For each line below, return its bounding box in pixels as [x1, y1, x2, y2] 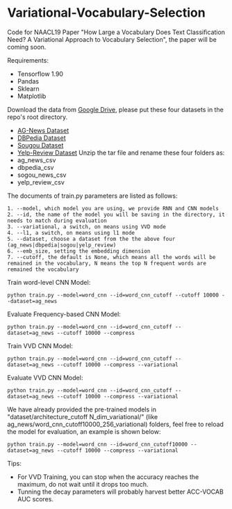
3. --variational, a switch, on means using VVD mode [7, 223, 167, 230]
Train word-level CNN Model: [7, 278, 91, 286]
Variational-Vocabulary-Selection [7, 5, 206, 21]
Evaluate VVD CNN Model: [7, 373, 83, 382]
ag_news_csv [17, 155, 56, 164]
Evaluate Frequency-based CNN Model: [7, 310, 122, 318]
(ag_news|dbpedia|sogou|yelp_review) [7, 242, 117, 249]
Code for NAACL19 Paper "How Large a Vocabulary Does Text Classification [7, 28, 226, 36]
